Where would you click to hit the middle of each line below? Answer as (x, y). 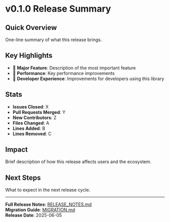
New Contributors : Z (34, 118)
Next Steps (23, 178)
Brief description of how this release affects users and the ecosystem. (78, 162)
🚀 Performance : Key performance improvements (63, 73)
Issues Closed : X (31, 106)
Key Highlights (29, 55)
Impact (16, 150)
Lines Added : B (29, 128)
